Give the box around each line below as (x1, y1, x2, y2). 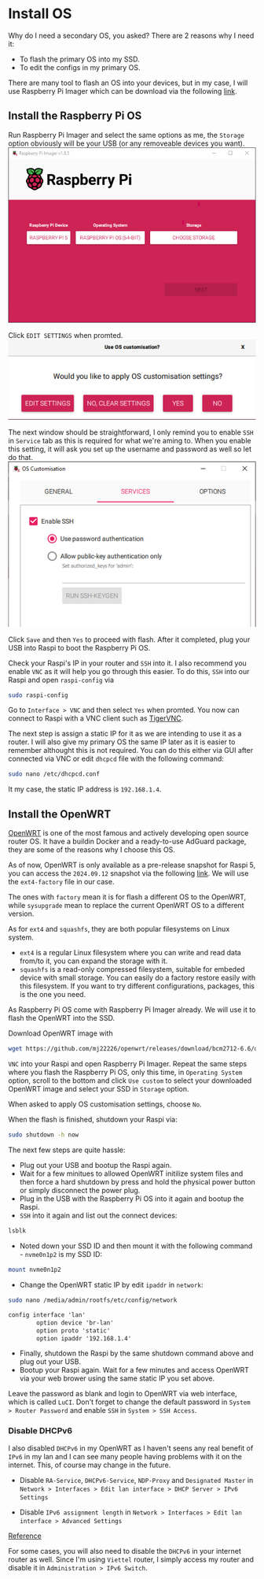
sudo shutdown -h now (8, 1131, 79, 1139)
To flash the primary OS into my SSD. (19, 54, 140, 64)
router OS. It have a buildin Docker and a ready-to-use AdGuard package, (8, 836, 247, 847)
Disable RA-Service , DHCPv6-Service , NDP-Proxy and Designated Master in (19, 1475, 254, 1484)
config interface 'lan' (8, 1311, 86, 1319)
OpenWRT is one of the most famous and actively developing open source (8, 828, 249, 838)
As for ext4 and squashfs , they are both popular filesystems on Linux (8, 925, 230, 934)
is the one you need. (19, 990, 86, 999)
